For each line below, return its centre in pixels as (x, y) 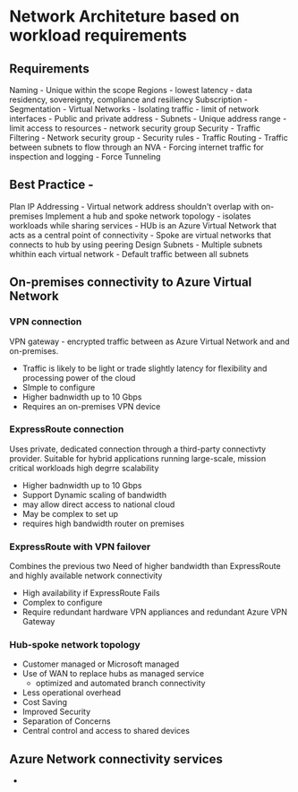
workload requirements (98, 35)
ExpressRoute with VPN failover (80, 547)
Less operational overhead (72, 693)
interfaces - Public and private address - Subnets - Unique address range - (148, 119)
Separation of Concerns (66, 721)
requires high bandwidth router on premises (103, 523)
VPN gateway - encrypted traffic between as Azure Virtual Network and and (149, 341)
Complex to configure (62, 603)
